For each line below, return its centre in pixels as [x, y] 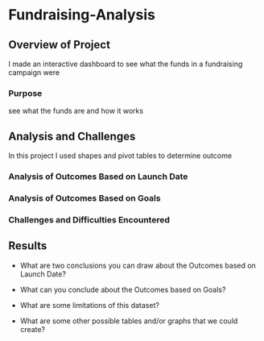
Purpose [25, 93]
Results [28, 246]
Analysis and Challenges [72, 136]
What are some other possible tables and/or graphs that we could [129, 321]
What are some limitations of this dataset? [89, 305]
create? [33, 329]
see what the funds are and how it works [76, 111]
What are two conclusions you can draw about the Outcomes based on [138, 265]
